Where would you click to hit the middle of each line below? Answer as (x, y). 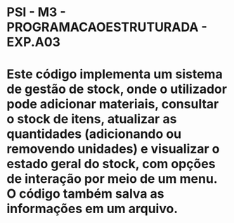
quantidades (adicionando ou (94, 134)
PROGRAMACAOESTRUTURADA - (107, 27)
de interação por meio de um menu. (112, 179)
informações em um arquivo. (92, 209)
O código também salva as (85, 194)
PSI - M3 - (36, 12)
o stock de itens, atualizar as (92, 119)
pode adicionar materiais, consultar (113, 104)
